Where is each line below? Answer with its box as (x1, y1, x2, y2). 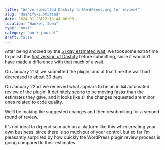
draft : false (5, 35, 32, 40)
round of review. (5, 114, 39, 120)
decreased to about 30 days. (5, 74, 64, 80)
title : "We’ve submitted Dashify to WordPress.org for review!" (5, 7, 140, 12)
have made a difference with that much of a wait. (5, 59, 105, 65)
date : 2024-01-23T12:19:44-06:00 (5, 16, 74, 21)
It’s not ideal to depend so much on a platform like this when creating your (5, 123, 156, 129)
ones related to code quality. (5, 99, 63, 105)
